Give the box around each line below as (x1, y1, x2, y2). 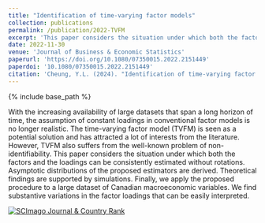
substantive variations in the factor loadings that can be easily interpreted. (8, 191, 250, 200)
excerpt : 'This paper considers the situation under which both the (8, 33, 238, 42)
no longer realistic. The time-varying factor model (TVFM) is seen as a (8, 124, 237, 133)
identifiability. (8, 149, 52, 158)
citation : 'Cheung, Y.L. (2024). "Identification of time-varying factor (8, 70, 256, 78)
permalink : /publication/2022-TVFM (8, 26, 125, 34)
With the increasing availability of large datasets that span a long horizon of (8, 107, 254, 117)
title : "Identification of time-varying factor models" (8, 11, 196, 20)
